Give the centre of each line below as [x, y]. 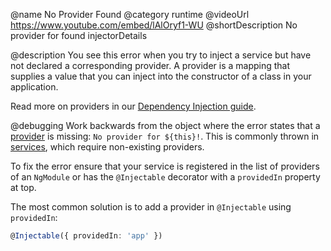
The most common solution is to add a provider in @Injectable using [151, 207]
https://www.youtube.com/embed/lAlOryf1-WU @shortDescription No [154, 25]
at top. [23, 187]
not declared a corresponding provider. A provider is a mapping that [150, 65]
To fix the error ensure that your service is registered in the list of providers [165, 166]
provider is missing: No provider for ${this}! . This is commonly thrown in [165, 136]
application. [34, 87]
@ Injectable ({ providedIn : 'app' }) [86, 236]
